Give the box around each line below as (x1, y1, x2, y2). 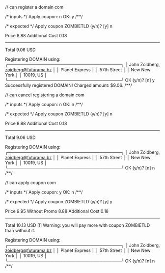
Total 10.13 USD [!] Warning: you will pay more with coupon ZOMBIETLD (5, 222, 150, 228)
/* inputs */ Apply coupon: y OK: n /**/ (5, 189, 83, 195)
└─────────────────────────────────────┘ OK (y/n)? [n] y (5, 77, 155, 83)
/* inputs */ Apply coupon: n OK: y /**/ (5, 14, 83, 19)
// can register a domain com (5, 4, 64, 10)
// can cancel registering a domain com (5, 92, 84, 98)
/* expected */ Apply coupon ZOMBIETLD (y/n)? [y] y (5, 199, 112, 204)
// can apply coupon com (5, 180, 56, 186)
